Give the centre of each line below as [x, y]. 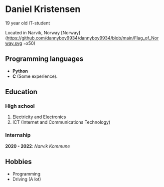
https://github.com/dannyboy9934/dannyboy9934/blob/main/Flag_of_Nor [83, 38]
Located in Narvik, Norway [33, 32]
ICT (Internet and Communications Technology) [61, 122]
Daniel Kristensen [43, 9]
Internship [18, 135]
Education [21, 92]
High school [20, 106]
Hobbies [19, 162]
